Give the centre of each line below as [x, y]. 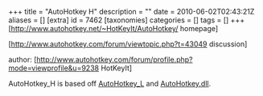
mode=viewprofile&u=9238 [53, 68]
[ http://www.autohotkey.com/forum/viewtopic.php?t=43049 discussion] [128, 44]
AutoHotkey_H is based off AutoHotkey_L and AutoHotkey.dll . [110, 84]
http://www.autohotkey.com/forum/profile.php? [114, 60]
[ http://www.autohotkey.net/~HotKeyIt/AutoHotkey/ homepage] [113, 28]
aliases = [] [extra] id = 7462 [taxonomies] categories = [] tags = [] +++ [127, 20]
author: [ [23, 60]
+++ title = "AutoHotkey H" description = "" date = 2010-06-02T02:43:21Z [131, 12]
